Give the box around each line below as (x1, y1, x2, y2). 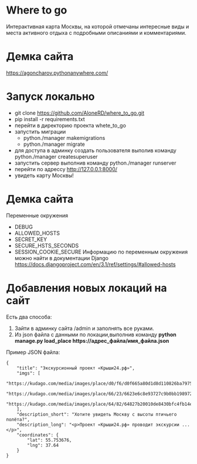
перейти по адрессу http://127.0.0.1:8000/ (14, 165, 118, 172)
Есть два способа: (6, 313, 52, 321)
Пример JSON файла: (6, 348, 60, 356)
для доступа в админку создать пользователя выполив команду (14, 146, 177, 153)
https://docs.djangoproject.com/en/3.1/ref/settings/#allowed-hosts (14, 261, 176, 268)
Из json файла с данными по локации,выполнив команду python (14, 331, 177, 338)
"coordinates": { (16, 432, 59, 438)
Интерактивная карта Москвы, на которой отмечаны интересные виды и (6, 23, 189, 30)
